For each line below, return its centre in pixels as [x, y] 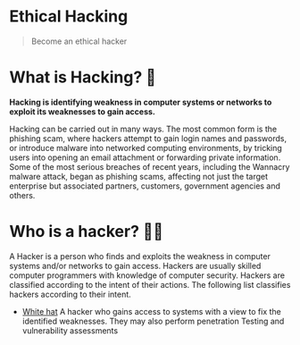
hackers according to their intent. [70, 294]
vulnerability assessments [70, 330]
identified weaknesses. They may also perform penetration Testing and [153, 321]
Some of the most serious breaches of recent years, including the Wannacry [150, 166]
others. [22, 195]
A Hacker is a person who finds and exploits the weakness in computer [140, 256]
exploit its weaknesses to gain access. [83, 111]
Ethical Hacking [69, 17]
